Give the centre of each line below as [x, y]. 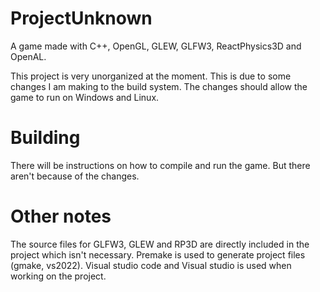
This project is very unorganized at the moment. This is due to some [151, 76]
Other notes [61, 216]
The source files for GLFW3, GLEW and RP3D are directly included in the [160, 244]
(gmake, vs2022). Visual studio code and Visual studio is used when [151, 265]
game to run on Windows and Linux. [85, 97]
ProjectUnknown [81, 18]
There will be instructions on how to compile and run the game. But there [160, 165]
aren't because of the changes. [75, 176]
